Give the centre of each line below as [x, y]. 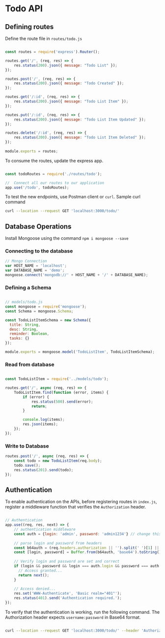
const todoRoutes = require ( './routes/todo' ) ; [54, 174]
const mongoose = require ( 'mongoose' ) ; [46, 307]
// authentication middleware [45, 530]
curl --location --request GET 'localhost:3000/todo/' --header [72, 631]
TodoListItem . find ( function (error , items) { [61, 392]
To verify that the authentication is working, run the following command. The [82, 612]
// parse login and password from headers [58, 543]
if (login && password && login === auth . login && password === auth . [88, 566]
